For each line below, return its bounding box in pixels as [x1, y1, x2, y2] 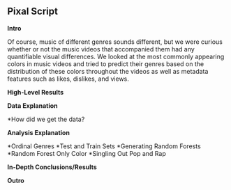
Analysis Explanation [7, 128, 70, 136]
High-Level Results [7, 88, 64, 96]
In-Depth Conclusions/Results [7, 163, 98, 171]
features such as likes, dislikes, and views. [7, 74, 129, 83]
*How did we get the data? [7, 115, 85, 123]
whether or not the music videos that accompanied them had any [7, 45, 195, 53]
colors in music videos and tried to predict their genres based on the [7, 59, 204, 68]
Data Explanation [7, 101, 58, 110]
